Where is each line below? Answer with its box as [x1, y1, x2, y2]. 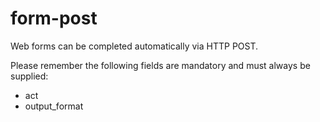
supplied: [10, 70, 49, 82]
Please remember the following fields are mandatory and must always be [10, 59, 311, 71]
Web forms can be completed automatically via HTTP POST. [10, 40, 259, 52]
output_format [24, 100, 84, 112]
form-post [10, 7, 98, 30]
